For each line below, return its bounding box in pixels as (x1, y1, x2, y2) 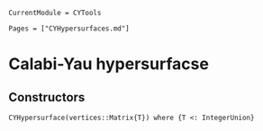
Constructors (8, 90, 86, 105)
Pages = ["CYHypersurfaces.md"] (8, 24, 130, 33)
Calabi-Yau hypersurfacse (8, 54, 209, 74)
